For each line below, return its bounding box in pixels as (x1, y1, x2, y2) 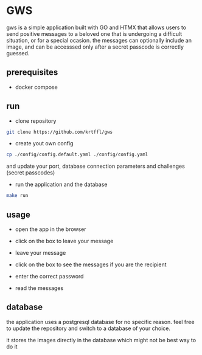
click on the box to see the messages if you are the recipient (15, 261, 167, 268)
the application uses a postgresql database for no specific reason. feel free (6, 318, 195, 325)
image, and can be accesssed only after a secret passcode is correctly (6, 43, 184, 50)
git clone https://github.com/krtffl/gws (6, 129, 113, 135)
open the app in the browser (15, 226, 86, 233)
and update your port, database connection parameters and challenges (6, 162, 186, 170)
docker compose (15, 83, 58, 91)
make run (6, 193, 29, 199)
